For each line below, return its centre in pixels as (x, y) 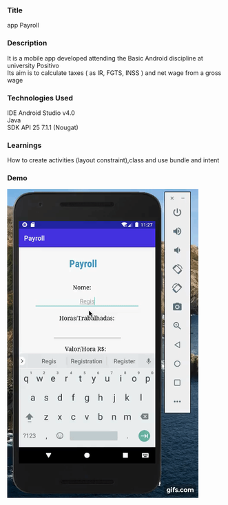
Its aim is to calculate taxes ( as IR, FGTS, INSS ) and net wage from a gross (114, 73)
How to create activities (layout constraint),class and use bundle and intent (113, 160)
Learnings (24, 145)
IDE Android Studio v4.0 (41, 113)
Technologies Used (40, 98)
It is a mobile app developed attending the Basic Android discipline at (105, 58)
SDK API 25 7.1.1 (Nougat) (43, 127)
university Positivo (33, 65)
